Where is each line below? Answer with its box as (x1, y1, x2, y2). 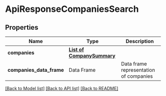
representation (121, 67, 156, 73)
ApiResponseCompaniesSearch (5, 3, 139, 15)
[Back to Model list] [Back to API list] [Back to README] (5, 86, 119, 91)
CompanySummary (69, 52, 116, 59)
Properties (5, 23, 39, 32)
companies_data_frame (7, 67, 64, 73)
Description (125, 38, 154, 45)
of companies (121, 73, 153, 80)
